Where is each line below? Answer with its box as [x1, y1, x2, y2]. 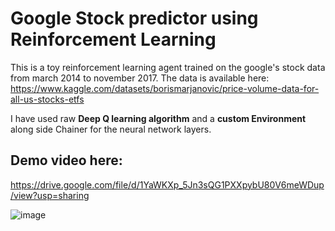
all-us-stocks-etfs [10, 93, 85, 105]
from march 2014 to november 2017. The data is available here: [10, 72, 270, 84]
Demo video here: [10, 152, 123, 169]
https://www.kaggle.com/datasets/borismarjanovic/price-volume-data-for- [10, 82, 320, 94]
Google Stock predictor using [10, 7, 259, 30]
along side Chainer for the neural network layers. [10, 123, 212, 135]
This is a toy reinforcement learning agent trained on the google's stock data [10, 61, 326, 73]
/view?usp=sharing [10, 189, 90, 201]
